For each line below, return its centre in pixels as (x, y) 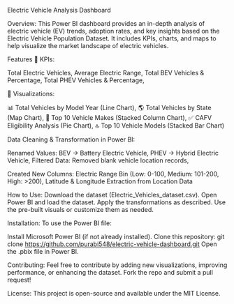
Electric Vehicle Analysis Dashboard (59, 10)
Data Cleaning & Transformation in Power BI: (71, 139)
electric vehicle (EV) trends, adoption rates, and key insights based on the (114, 31)
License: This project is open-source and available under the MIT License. (114, 293)
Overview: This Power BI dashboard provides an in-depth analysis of (106, 23)
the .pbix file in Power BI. (43, 251)
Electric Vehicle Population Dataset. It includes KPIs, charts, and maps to (112, 38)
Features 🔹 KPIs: (31, 59)
